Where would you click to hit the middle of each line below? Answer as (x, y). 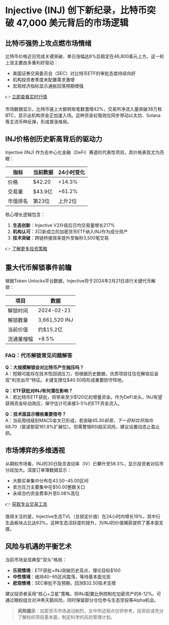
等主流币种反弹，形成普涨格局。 (38, 122)
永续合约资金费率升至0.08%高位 (46, 493)
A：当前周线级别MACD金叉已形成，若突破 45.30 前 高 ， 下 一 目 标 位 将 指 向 (79, 420)
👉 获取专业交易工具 (26, 504)
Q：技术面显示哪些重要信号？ (36, 414)
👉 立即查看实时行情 (26, 97)
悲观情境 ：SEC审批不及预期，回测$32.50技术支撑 (64, 583)
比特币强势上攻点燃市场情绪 (48, 43)
